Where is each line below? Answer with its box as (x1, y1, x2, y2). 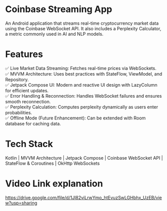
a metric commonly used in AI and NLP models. (5, 31, 104, 37)
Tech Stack (5, 138, 53, 150)
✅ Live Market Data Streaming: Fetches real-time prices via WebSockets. (5, 65, 157, 71)
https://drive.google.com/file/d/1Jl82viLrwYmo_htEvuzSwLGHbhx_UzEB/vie (5, 194, 162, 200)
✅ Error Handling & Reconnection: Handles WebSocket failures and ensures (5, 93, 162, 99)
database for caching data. (5, 120, 61, 126)
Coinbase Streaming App (5, 4, 112, 15)
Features (5, 49, 43, 60)
